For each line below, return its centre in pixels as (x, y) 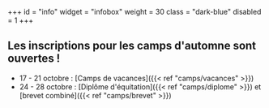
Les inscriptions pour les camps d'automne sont (132, 46)
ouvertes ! (34, 59)
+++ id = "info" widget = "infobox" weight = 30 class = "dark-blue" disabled (134, 12)
